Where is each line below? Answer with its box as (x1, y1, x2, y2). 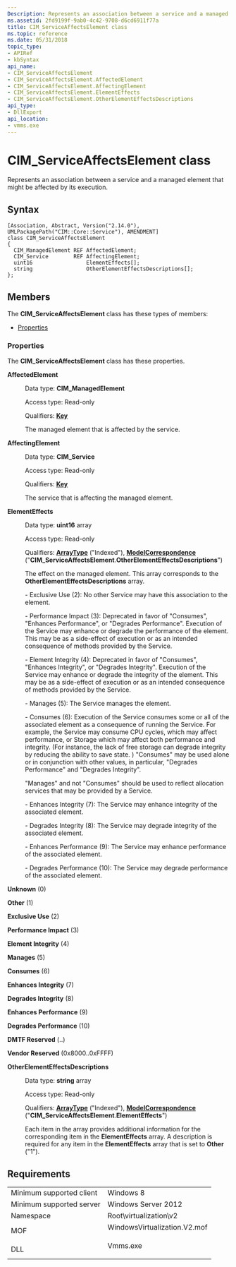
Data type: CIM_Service (25, 452, 95, 461)
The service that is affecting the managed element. (25, 493, 173, 502)
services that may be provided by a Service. (25, 786, 153, 795)
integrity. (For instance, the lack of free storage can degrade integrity (25, 743, 226, 752)
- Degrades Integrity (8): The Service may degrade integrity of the (25, 822, 217, 830)
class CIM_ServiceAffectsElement (7, 234, 106, 242)
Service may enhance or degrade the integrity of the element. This (25, 671, 218, 679)
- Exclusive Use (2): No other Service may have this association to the (25, 591, 228, 599)
